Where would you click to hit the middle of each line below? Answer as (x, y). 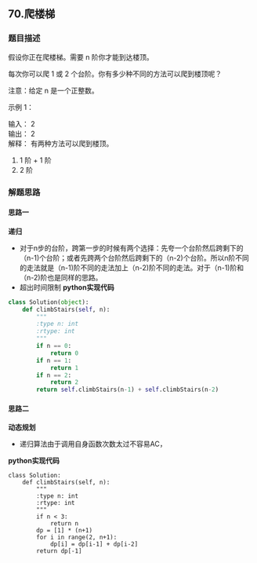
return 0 (64, 353)
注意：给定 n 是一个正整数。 (54, 90)
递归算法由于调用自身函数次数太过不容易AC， (93, 444)
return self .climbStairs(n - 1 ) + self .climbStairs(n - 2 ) (128, 390)
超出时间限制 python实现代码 (67, 287)
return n (64, 524)
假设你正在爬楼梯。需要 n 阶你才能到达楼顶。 (81, 57)
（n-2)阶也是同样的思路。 (61, 277)
